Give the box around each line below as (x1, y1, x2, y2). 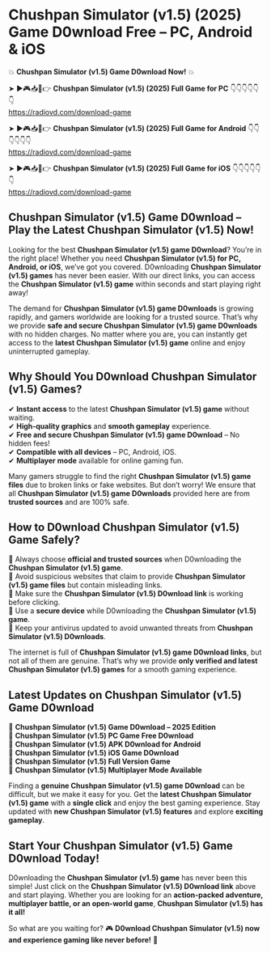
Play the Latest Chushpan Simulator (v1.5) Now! (8, 223, 255, 237)
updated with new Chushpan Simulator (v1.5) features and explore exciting (8, 807, 264, 816)
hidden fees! (8, 438, 50, 448)
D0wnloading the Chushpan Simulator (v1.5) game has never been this (8, 873, 248, 883)
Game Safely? (8, 532, 81, 547)
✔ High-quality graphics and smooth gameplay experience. (8, 421, 212, 430)
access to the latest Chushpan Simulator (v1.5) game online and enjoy (8, 337, 246, 347)
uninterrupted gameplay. (8, 346, 91, 356)
